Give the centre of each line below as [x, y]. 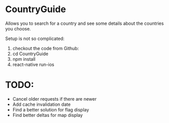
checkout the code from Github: [46, 48]
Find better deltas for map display [48, 115]
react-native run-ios [33, 64]
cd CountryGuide [31, 54]
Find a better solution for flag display [51, 109]
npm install [24, 59]
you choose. [18, 28]
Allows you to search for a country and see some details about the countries [84, 23]
